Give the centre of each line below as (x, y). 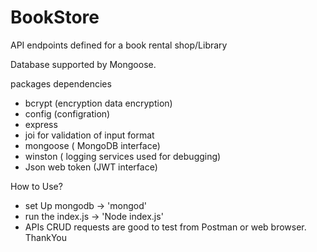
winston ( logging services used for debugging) (123, 156)
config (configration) (67, 113)
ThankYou (46, 237)
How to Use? (36, 186)
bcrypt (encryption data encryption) (98, 103)
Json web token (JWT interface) (91, 167)
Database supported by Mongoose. (83, 64)
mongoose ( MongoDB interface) (92, 145)
